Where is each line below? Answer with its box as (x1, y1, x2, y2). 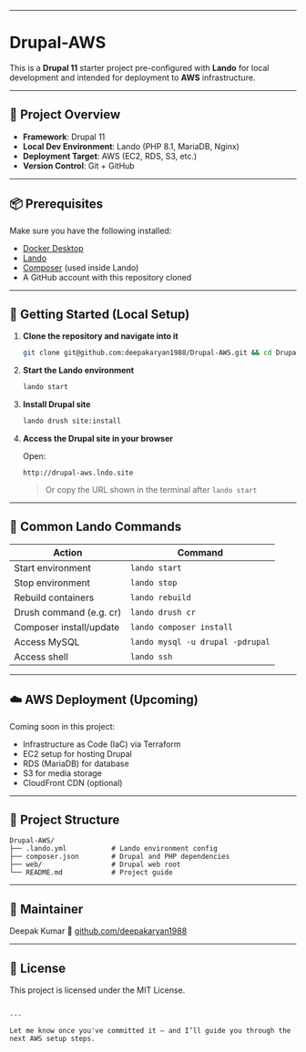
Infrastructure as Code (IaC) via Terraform (22, 739, 181, 750)
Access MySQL (14, 635, 80, 648)
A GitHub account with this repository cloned (22, 271, 192, 282)
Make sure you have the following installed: (9, 225, 172, 236)
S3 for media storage (22, 767, 103, 779)
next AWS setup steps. (9, 1035, 96, 1044)
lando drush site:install (22, 416, 121, 426)
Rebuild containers (14, 591, 95, 604)
